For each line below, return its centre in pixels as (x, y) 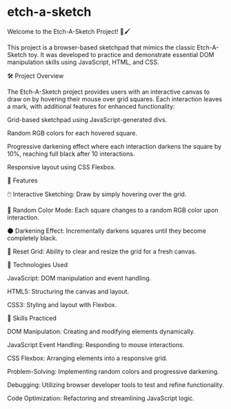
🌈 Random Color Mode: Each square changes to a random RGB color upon (113, 210)
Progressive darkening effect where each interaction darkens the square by (114, 146)
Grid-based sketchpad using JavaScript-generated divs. (87, 119)
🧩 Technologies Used (37, 264)
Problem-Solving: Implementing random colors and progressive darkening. (113, 371)
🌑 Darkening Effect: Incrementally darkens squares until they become (107, 231)
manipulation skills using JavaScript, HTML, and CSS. (83, 62)
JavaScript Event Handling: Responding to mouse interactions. (96, 344)
